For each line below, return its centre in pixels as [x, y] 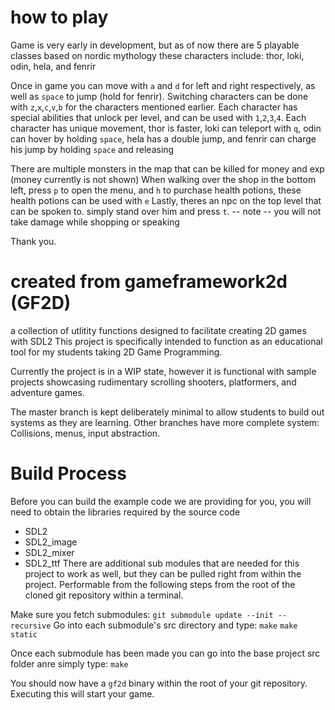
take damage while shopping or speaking [95, 222]
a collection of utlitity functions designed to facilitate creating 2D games [158, 330]
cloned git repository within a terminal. [104, 595]
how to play [59, 17]
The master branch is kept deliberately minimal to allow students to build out [167, 412]
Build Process [68, 473]
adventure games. [47, 392]
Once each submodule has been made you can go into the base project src [165, 653]
